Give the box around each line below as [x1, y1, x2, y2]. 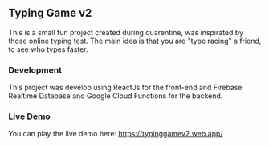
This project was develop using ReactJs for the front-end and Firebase [8, 83, 243, 93]
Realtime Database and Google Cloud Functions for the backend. [8, 91, 223, 101]
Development [8, 64, 63, 75]
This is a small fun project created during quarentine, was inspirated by [8, 27, 243, 37]
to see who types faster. [8, 44, 88, 54]
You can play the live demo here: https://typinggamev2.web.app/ [8, 129, 223, 139]
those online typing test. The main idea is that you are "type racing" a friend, [8, 36, 262, 45]
